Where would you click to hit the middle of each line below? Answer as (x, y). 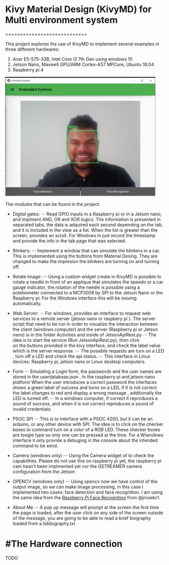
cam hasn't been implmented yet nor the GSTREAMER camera (77, 466)
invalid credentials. (32, 409)
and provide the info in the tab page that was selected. (69, 241)
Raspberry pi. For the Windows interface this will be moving (75, 298)
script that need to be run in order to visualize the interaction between (85, 324)
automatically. (27, 303)
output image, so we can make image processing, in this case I (78, 487)
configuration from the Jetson (44, 471)
